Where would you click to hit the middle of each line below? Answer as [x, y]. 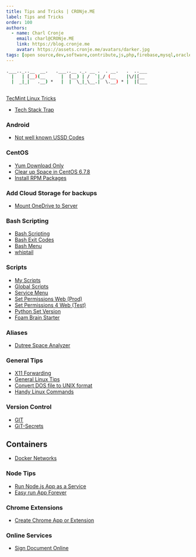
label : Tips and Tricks [35, 17]
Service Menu [31, 292]
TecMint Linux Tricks [31, 98]
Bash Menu [28, 246]
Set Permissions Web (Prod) [48, 299]
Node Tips [21, 473]
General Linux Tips [37, 379]
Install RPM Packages [41, 178]
